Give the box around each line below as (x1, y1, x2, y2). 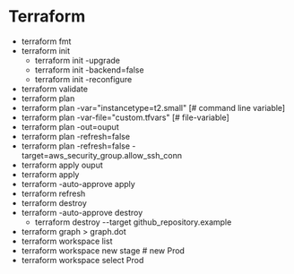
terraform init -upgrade (34, 55, 120, 65)
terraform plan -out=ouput (21, 121, 119, 132)
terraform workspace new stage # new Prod (21, 244, 186, 256)
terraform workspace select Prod (21, 254, 144, 265)
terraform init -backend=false (34, 64, 144, 75)
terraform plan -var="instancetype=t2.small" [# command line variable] (21, 102, 286, 113)
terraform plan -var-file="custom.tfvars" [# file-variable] (21, 112, 229, 123)
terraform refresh (21, 188, 86, 199)
